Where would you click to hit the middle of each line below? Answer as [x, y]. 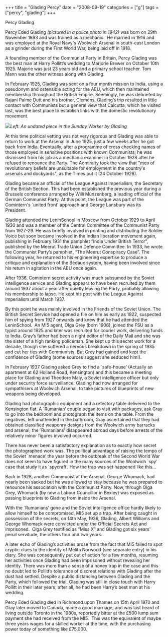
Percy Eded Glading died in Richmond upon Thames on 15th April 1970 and [82, 602]
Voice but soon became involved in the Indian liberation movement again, [81, 236]
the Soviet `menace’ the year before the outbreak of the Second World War [82, 456]
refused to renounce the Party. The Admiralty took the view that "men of [80, 163]
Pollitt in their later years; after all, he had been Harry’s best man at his [78, 587]
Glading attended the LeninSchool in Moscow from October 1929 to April [80, 220]
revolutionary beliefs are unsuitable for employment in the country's [75, 168]
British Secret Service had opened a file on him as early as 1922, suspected [83, 314]
